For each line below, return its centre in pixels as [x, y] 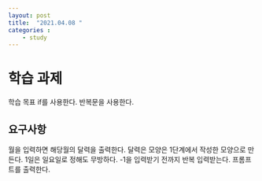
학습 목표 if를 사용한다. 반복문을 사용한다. [71, 102]
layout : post [30, 15]
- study [35, 37]
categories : [30, 30]
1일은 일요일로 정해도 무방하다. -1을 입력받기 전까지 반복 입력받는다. [127, 159]
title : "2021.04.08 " [45, 23]
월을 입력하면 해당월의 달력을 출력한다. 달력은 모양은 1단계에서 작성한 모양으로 [127, 150]
